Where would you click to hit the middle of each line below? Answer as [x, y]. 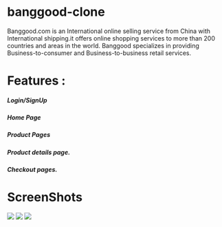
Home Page [24, 118]
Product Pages [29, 135]
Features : [36, 81]
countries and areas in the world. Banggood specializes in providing [103, 45]
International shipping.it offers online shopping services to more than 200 [111, 38]
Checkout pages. [32, 170]
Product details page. [39, 152]
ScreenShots [45, 197]
